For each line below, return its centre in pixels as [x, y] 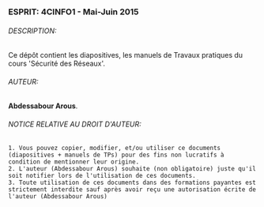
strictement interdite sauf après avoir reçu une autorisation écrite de [132, 189]
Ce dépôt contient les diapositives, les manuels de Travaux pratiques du [126, 55]
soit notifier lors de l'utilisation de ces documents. [102, 175]
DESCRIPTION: [32, 31]
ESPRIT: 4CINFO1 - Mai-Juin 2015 [74, 12]
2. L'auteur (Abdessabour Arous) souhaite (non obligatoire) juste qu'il [132, 168]
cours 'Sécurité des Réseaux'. [57, 64]
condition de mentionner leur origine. [74, 162]
